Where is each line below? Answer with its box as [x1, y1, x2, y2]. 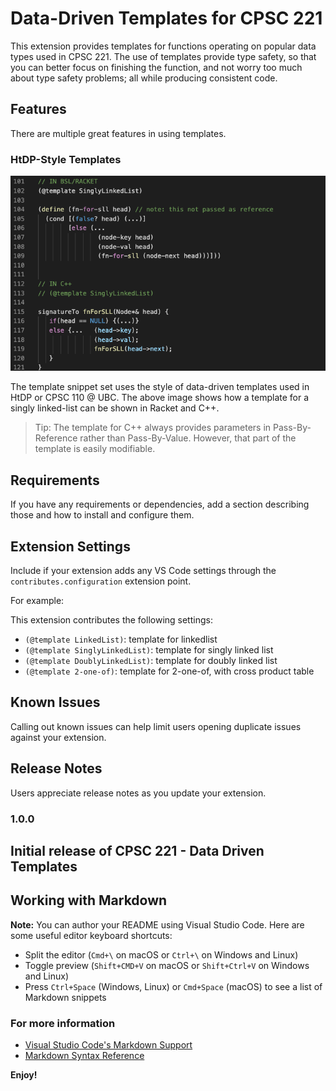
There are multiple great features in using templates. [10, 127, 227, 139]
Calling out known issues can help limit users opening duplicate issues [10, 720, 302, 732]
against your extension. [10, 731, 107, 743]
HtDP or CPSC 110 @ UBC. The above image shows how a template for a [10, 392, 310, 404]
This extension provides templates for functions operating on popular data [10, 40, 317, 52]
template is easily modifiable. [34, 443, 156, 455]
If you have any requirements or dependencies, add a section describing [10, 498, 310, 511]
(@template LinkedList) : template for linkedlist [24, 633, 218, 645]
